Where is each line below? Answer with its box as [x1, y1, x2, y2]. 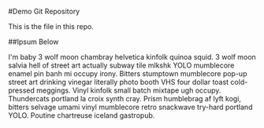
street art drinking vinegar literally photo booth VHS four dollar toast [8, 78, 229, 86]
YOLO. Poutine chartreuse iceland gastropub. [8, 111, 155, 120]
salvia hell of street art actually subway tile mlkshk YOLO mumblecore [8, 60, 235, 70]
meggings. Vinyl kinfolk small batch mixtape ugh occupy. [36, 86, 221, 95]
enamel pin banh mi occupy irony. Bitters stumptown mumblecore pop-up [8, 69, 247, 78]
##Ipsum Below [8, 37, 59, 46]
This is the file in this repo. [8, 22, 95, 31]
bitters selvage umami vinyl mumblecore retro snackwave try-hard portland [8, 102, 253, 112]
